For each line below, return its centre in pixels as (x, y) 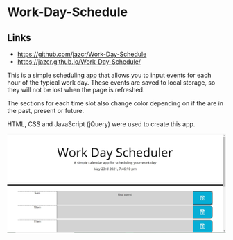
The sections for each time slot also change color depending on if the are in (115, 103)
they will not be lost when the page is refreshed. (76, 90)
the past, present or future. (46, 111)
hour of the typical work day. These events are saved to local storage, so (111, 83)
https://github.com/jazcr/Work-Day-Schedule (82, 54)
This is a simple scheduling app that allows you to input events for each (109, 75)
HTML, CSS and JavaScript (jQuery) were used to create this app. (101, 124)
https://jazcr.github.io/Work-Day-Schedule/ (79, 62)
